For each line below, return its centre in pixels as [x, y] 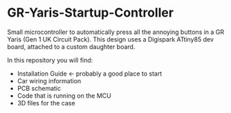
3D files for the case [46, 103]
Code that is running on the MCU [64, 96]
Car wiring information [49, 80]
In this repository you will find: [50, 60]
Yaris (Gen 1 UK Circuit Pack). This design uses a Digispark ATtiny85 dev [111, 39]
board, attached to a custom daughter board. [71, 46]
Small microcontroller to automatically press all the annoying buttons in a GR [116, 32]
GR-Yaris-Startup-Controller [91, 13]
